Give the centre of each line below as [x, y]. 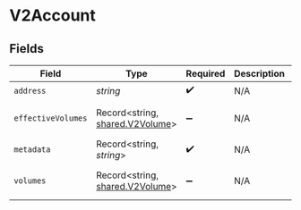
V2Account [53, 16]
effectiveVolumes [51, 118]
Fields [27, 49]
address [30, 91]
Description [259, 74]
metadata [32, 150]
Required [206, 74]
